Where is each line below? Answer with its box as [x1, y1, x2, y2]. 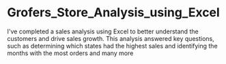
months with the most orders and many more [7, 49, 134, 57]
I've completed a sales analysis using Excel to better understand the [7, 27, 199, 35]
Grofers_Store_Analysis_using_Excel [7, 5, 220, 20]
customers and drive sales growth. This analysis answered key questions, [7, 34, 215, 42]
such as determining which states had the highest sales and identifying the [7, 42, 218, 50]
